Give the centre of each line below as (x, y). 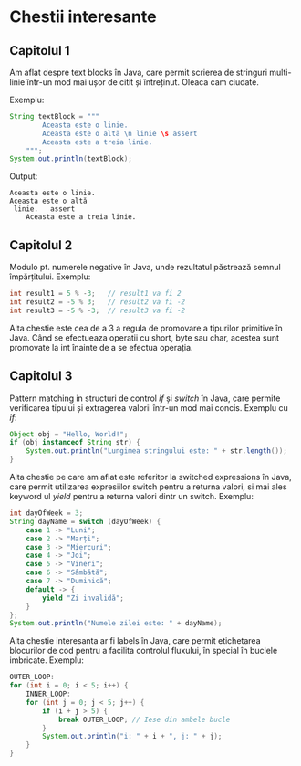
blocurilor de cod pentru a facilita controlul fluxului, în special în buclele (144, 651)
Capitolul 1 (40, 51)
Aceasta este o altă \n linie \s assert (120, 133)
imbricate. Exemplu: (47, 660)
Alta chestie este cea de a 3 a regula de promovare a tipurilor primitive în (146, 328)
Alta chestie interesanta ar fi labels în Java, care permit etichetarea (135, 641)
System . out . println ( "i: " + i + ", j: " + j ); (132, 737)
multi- (280, 72)
